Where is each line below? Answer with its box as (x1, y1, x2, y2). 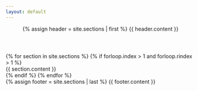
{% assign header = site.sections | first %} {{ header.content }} (22, 25, 179, 32)
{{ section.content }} (5, 65, 57, 72)
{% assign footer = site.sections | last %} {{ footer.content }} (5, 78, 156, 85)
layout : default (5, 8, 46, 15)
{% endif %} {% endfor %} (5, 71, 72, 78)
